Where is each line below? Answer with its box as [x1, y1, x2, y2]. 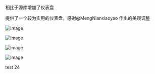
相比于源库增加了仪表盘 [5, 5, 54, 10]
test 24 [5, 64, 20, 70]
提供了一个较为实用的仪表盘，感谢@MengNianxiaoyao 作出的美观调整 [5, 15, 150, 21]
